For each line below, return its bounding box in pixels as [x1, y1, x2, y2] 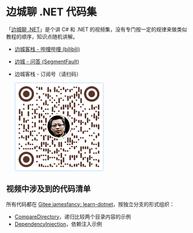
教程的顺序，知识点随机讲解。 [6, 33, 78, 40]
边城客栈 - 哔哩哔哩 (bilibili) [14, 45, 80, 53]
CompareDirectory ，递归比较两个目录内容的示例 [14, 213, 132, 220]
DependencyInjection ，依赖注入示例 [14, 220, 102, 227]
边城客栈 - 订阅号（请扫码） [14, 70, 82, 77]
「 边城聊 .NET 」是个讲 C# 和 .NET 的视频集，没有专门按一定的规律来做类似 [6, 26, 187, 33]
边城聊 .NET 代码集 [6, 5, 97, 19]
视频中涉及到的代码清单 [6, 184, 91, 194]
